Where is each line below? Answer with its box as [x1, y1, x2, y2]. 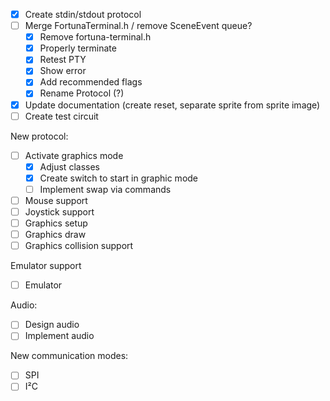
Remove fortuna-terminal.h [39, 31, 152, 43]
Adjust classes [39, 160, 100, 173]
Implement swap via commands [39, 183, 172, 195]
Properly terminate [39, 42, 117, 54]
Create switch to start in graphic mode [39, 172, 199, 184]
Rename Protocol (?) [39, 87, 125, 99]
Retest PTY [39, 54, 87, 66]
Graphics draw [24, 229, 87, 241]
